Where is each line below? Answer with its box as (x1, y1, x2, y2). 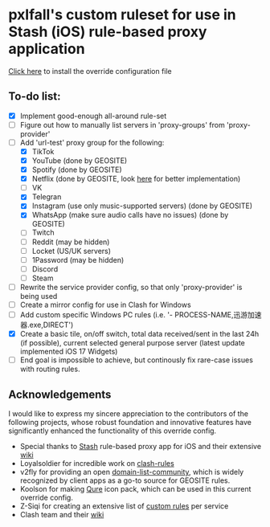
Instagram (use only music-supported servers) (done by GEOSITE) (31, 201, 253, 210)
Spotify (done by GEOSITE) (31, 165, 122, 174)
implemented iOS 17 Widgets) (19, 347, 118, 357)
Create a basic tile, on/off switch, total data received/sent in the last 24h (19, 329, 260, 338)
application (8, 40, 86, 58)
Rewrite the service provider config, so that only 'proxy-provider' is (19, 282, 243, 292)
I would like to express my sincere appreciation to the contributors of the (8, 408, 249, 419)
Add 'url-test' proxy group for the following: (19, 137, 165, 147)
